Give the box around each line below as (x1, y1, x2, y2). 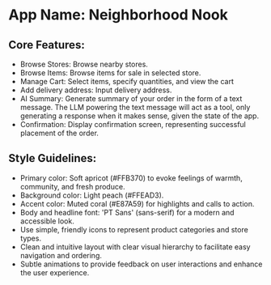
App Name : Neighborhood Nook (8, 6, 229, 24)
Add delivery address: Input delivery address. (19, 85, 172, 95)
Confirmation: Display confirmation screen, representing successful (19, 120, 247, 129)
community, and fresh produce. (19, 181, 125, 191)
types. (19, 233, 42, 243)
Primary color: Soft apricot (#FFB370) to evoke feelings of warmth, (19, 172, 243, 183)
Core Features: (8, 38, 85, 52)
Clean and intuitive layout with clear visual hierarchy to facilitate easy (19, 241, 251, 252)
